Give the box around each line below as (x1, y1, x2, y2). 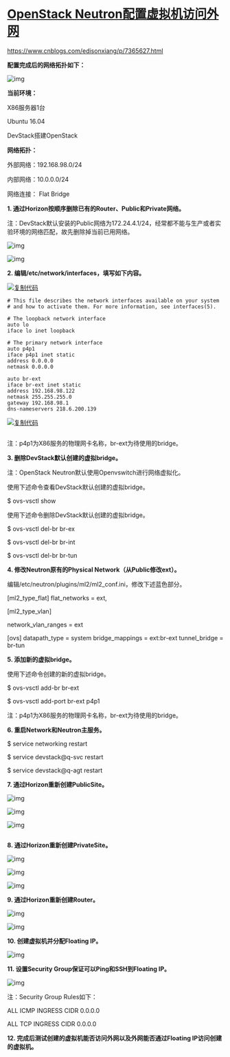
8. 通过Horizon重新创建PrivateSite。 (7, 840, 112, 849)
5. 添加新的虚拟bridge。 (7, 655, 76, 664)
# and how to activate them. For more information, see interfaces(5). (7, 303, 216, 310)
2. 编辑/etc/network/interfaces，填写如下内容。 (7, 269, 146, 277)
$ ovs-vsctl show (7, 497, 56, 505)
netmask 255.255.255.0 (7, 393, 72, 400)
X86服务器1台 (7, 103, 46, 111)
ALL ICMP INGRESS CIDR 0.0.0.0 (7, 1006, 100, 1014)
